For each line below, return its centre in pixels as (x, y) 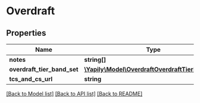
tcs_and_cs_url (31, 79)
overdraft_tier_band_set (44, 69)
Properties (26, 33)
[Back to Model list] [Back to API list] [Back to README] (74, 94)
